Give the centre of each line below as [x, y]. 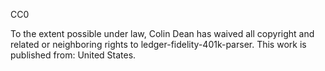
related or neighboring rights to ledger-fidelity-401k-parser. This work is [158, 44]
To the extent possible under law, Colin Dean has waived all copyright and [162, 33]
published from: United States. [73, 55]
